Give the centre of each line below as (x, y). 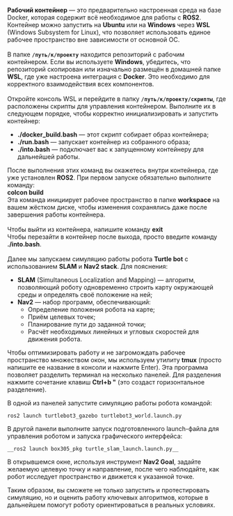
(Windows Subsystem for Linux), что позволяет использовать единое (109, 32)
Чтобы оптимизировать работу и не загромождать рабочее (96, 352)
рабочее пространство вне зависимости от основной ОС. (94, 40)
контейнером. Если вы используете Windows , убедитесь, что (99, 62)
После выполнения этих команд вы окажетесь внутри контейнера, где (113, 170)
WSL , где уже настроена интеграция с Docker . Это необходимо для (109, 77)
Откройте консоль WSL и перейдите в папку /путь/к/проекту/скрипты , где (116, 99)
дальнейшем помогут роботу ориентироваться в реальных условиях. (111, 505)
